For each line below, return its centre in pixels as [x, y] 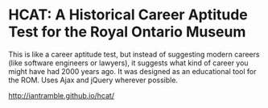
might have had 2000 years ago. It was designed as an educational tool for [132, 71]
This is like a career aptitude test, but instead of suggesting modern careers [134, 54]
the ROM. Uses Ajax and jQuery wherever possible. [93, 80]
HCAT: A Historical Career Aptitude [128, 15]
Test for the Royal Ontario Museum [127, 32]
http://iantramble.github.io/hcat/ [62, 95]
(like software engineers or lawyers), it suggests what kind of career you [128, 63]
